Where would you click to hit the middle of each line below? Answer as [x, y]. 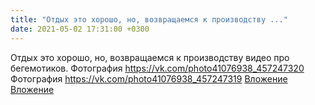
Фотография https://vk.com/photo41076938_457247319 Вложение [149, 78]
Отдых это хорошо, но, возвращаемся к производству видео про [150, 57]
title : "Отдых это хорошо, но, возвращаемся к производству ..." [149, 19]
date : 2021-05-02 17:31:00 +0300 [80, 29]
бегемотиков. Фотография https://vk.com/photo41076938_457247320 [157, 68]
